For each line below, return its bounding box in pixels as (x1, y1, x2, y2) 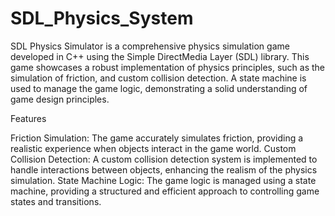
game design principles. (10, 93, 110, 105)
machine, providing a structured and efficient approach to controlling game (10, 185, 320, 197)
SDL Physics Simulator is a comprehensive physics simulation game (10, 40, 290, 52)
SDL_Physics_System (10, 7, 194, 30)
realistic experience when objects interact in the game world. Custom (10, 142, 297, 154)
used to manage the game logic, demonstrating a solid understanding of (10, 82, 308, 94)
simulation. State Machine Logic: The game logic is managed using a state (10, 174, 317, 186)
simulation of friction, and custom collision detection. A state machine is (10, 72, 307, 84)
